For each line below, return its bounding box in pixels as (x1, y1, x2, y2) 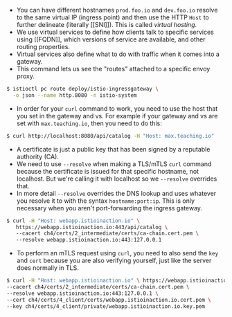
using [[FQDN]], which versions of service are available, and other (16, 35, 206, 44)
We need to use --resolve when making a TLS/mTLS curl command (16, 159, 212, 168)
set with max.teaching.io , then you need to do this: (16, 119, 162, 127)
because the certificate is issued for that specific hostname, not (16, 167, 199, 175)
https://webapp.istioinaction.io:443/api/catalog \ (15, 224, 168, 230)
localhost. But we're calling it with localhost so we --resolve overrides (16, 174, 217, 183)
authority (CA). (16, 152, 60, 161)
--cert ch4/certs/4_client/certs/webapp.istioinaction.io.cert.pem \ (6, 296, 212, 303)
